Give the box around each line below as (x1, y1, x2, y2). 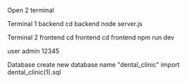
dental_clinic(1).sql (7, 68, 61, 76)
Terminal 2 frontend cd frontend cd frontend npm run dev (7, 33, 175, 41)
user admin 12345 (7, 47, 60, 55)
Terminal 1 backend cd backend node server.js (7, 20, 143, 27)
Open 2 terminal (7, 6, 54, 14)
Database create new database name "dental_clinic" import (7, 60, 180, 69)
